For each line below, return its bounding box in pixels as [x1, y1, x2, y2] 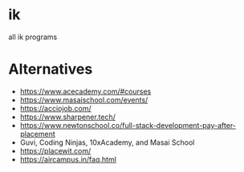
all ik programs [8, 32, 58, 42]
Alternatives [8, 60, 93, 78]
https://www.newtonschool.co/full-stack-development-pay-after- [19, 120, 237, 130]
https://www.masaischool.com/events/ [19, 94, 148, 105]
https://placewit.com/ [19, 146, 91, 155]
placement [19, 129, 56, 138]
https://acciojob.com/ [19, 103, 92, 113]
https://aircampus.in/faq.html [19, 154, 116, 164]
